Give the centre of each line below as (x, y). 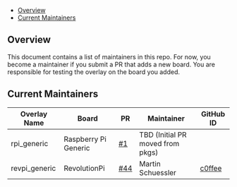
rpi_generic (30, 143)
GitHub (213, 114)
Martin (150, 164)
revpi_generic (34, 168)
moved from (159, 143)
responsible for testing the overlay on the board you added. (94, 72)
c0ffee (211, 168)
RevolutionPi (84, 168)
